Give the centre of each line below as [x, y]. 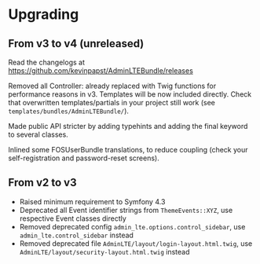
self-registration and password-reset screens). [84, 158]
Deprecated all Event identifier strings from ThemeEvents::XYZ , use [126, 210]
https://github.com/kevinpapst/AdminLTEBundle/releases [101, 71]
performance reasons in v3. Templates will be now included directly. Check [130, 94]
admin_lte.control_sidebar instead [76, 235]
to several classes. [38, 134]
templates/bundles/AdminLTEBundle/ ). [69, 111]
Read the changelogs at [46, 62]
